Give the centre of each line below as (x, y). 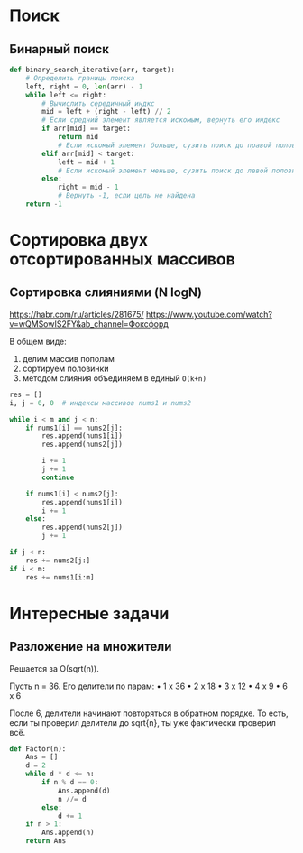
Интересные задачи (89, 613)
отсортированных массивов (123, 260)
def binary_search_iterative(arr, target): (92, 70)
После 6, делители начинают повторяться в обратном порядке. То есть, (149, 713)
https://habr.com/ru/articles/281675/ (77, 314)
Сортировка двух (79, 241)
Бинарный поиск (60, 49)
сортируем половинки (65, 368)
